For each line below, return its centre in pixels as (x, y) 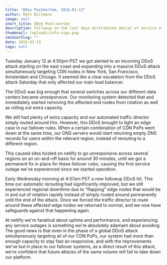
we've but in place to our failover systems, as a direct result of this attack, (81, 246)
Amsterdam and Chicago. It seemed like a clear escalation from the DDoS (80, 77)
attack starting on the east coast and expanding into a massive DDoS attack (83, 66)
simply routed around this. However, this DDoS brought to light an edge (78, 122)
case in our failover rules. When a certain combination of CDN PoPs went (80, 128)
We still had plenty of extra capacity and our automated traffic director (77, 117)
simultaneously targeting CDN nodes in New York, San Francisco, (72, 71)
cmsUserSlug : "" (22, 38)
